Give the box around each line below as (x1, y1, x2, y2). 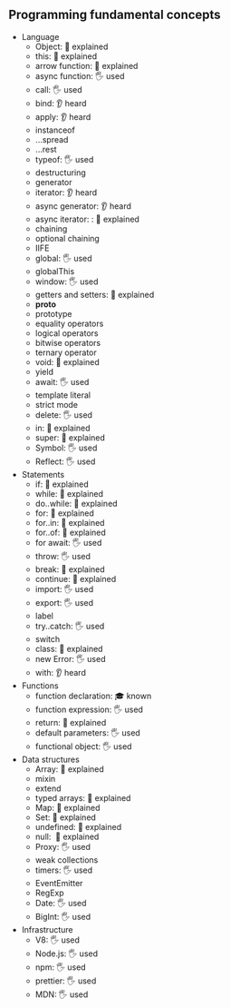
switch (34, 633, 61, 644)
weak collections (34, 854, 99, 865)
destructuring (34, 167, 87, 178)
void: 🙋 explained (34, 356, 101, 367)
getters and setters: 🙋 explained (34, 289, 155, 300)
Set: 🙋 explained (34, 812, 97, 823)
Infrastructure (21, 924, 73, 934)
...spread (34, 133, 69, 144)
